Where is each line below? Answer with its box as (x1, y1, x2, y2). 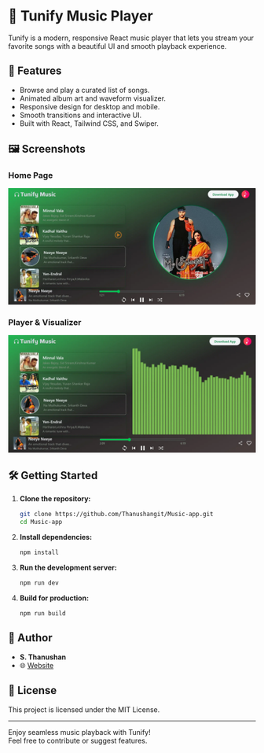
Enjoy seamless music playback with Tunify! (8, 727, 151, 736)
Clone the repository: (19, 493, 91, 503)
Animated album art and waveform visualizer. (19, 94, 167, 103)
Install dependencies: (19, 533, 93, 542)
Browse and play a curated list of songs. (19, 85, 150, 94)
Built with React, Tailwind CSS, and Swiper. (19, 118, 159, 128)
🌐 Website (19, 660, 54, 670)
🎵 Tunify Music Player (8, 7, 153, 25)
